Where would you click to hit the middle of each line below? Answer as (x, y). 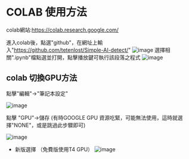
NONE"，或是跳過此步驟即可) (50, 125)
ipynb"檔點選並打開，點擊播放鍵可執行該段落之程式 (78, 57)
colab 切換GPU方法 (42, 78)
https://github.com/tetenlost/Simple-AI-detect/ (71, 50)
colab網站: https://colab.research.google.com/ (63, 30)
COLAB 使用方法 (47, 12)
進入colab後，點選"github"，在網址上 (52, 42)
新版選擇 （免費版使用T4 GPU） (54, 149)
